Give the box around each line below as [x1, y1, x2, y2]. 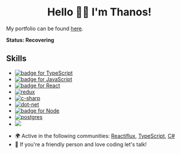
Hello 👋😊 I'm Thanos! [47, 5, 152, 19]
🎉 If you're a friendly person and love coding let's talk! [14, 140, 147, 147]
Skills [6, 53, 27, 64]
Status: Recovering [6, 36, 54, 43]
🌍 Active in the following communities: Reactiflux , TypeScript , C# [14, 132, 176, 139]
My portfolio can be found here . [6, 25, 84, 32]
